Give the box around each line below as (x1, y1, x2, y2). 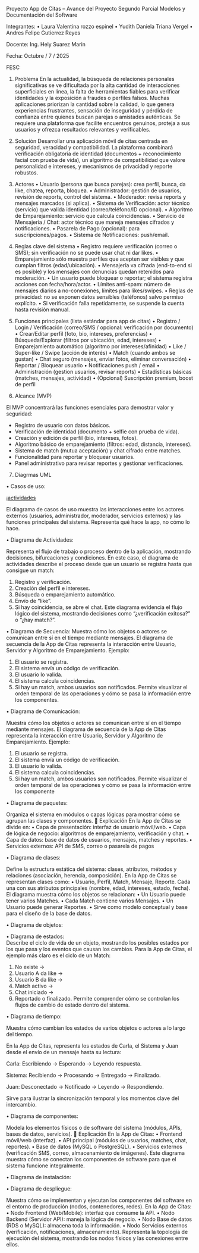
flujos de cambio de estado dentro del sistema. (14, 1001, 130, 1008)
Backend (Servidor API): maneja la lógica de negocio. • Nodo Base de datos (6, 1215, 192, 1223)
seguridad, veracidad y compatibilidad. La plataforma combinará (14, 144, 173, 151)
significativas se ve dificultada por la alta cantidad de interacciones (14, 82, 180, 89)
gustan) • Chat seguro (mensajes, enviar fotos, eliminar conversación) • (14, 355, 191, 363)
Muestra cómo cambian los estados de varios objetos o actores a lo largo (6, 1024, 186, 1032)
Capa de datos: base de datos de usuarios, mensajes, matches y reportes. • (6, 836, 192, 843)
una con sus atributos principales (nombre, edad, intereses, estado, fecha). (6, 885, 191, 892)
